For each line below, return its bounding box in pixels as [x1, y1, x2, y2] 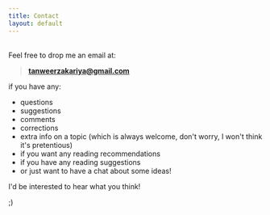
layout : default [8, 19, 63, 27]
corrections [19, 123, 59, 133]
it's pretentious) [19, 140, 73, 150]
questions [19, 97, 54, 107]
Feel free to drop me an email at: [8, 50, 117, 60]
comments [19, 114, 56, 124]
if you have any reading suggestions [19, 157, 141, 167]
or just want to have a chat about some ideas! [19, 166, 172, 175]
